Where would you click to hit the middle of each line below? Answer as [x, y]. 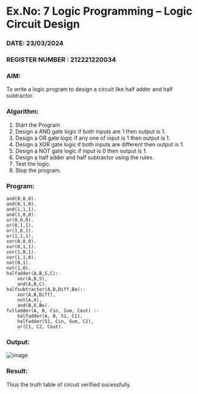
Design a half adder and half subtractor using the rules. [84, 157]
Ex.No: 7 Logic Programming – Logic [100, 11]
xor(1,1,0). [21, 257]
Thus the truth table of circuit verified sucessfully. [69, 384]
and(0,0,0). [21, 199]
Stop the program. [38, 170]
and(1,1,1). [21, 209]
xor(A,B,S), [32, 279]
